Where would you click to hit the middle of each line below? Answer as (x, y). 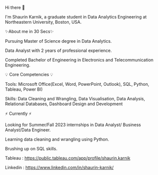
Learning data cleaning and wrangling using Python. (57, 139)
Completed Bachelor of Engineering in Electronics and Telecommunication (79, 60)
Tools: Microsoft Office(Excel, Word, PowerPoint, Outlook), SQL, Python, (77, 84)
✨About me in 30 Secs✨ (30, 31)
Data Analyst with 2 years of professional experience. (59, 50)
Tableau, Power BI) (24, 89)
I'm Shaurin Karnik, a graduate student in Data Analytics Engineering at (76, 17)
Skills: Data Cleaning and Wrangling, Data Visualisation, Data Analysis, (75, 99)
